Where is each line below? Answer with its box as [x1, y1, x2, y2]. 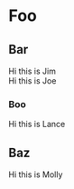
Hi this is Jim [8, 65, 56, 76]
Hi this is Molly [8, 169, 63, 180]
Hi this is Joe [8, 75, 57, 86]
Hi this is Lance [8, 119, 66, 130]
